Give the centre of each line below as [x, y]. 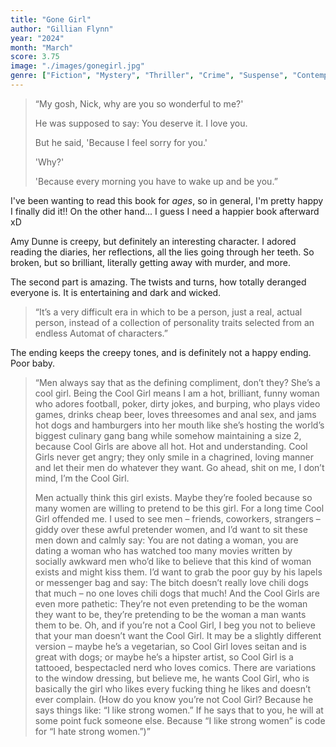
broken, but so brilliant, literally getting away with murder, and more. [150, 262]
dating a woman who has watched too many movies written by [163, 550]
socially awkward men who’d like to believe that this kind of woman [173, 561]
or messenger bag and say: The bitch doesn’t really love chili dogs [171, 582]
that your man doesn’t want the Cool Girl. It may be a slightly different [178, 635]
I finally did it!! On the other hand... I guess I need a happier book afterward [165, 211]
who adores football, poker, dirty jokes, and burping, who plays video [177, 403]
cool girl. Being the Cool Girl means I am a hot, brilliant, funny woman [177, 393]
